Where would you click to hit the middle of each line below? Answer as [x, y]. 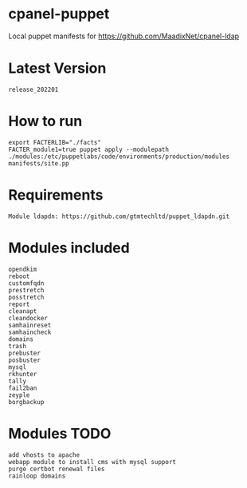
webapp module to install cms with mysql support [92, 462]
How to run [45, 121]
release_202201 [33, 89]
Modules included [69, 248]
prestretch [26, 290]
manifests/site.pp [39, 163]
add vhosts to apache [44, 455]
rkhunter [23, 374]
